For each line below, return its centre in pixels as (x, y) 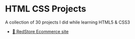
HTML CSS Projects (46, 9)
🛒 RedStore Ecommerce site (40, 31)
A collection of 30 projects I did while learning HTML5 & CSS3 (68, 22)
